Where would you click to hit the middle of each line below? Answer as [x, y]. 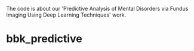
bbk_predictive [44, 39]
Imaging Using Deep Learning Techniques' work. [66, 15]
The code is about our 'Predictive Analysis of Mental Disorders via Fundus [97, 9]
